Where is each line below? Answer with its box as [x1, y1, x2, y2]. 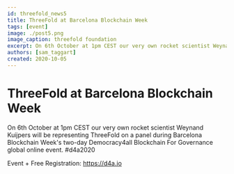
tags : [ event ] [7, 23, 49, 30]
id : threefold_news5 [7, 10, 68, 17]
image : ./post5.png [7, 29, 64, 37]
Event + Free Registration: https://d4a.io [7, 159, 122, 167]
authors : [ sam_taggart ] [7, 49, 77, 56]
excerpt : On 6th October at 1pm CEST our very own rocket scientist [7, 42, 210, 49]
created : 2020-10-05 [7, 56, 68, 63]
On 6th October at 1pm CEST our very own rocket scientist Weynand [7, 123, 204, 132]
